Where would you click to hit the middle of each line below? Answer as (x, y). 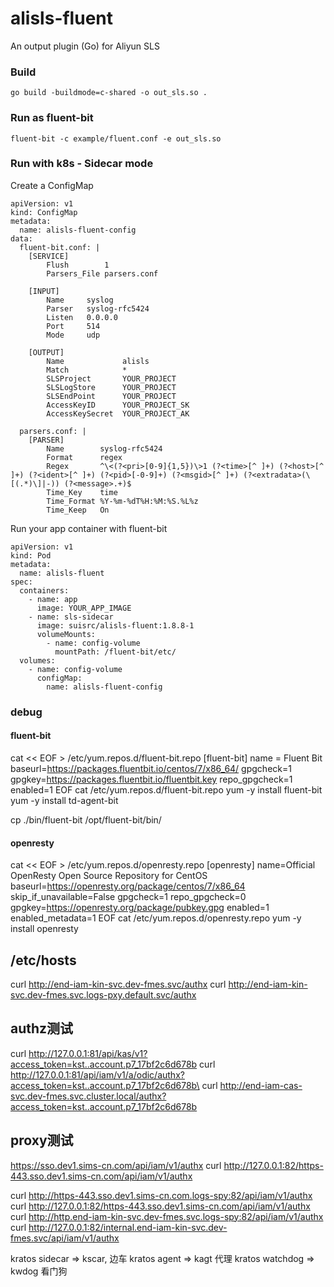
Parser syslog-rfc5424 (98, 308)
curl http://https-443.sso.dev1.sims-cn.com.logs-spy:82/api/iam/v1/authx (161, 1195)
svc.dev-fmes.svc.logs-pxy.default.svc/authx (103, 994)
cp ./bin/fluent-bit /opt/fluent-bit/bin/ (86, 819)
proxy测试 (42, 1140)
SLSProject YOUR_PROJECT (111, 378)
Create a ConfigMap (52, 185)
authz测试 (42, 1028)
